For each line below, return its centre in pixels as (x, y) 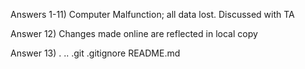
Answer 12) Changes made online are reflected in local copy (134, 33)
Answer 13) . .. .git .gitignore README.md (95, 53)
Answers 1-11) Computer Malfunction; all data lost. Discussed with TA (152, 14)
